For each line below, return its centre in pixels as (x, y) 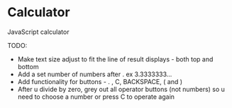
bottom (28, 66)
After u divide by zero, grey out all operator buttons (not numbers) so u (121, 89)
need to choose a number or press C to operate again (96, 97)
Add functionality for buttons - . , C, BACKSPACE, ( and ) (100, 81)
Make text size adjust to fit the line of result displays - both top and (115, 59)
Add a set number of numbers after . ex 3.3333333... (95, 74)
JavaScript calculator (38, 32)
